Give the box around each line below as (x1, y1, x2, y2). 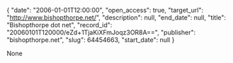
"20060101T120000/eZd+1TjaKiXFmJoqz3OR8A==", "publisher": (6, 28, 196, 36)
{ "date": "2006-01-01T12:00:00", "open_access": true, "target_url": (6, 6, 204, 14)
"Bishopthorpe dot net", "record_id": (6, 21, 113, 29)
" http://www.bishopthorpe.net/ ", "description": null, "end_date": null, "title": (6, 13, 227, 22)
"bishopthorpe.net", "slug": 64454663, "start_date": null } (6, 36, 175, 44)
